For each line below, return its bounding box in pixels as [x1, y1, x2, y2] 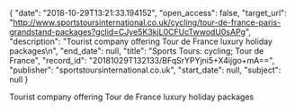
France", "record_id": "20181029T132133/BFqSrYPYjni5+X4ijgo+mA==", [9, 55, 275, 65]
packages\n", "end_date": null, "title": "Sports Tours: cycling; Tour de [9, 46, 264, 56]
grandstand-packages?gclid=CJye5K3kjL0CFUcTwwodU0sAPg [9, 27, 246, 37]
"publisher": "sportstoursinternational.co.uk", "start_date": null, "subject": [9, 64, 282, 75]
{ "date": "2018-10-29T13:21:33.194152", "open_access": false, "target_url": [9, 8, 288, 18]
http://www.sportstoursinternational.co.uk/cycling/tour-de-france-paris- [13, 17, 282, 28]
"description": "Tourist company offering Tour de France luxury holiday [9, 36, 273, 47]
